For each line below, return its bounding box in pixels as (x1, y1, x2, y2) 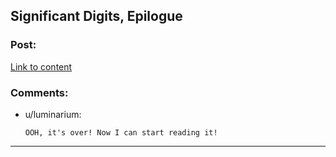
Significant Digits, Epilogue (10, 8, 183, 25)
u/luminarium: (24, 108, 82, 120)
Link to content (10, 60, 73, 73)
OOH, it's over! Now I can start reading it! (24, 127, 218, 138)
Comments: (10, 85, 69, 99)
